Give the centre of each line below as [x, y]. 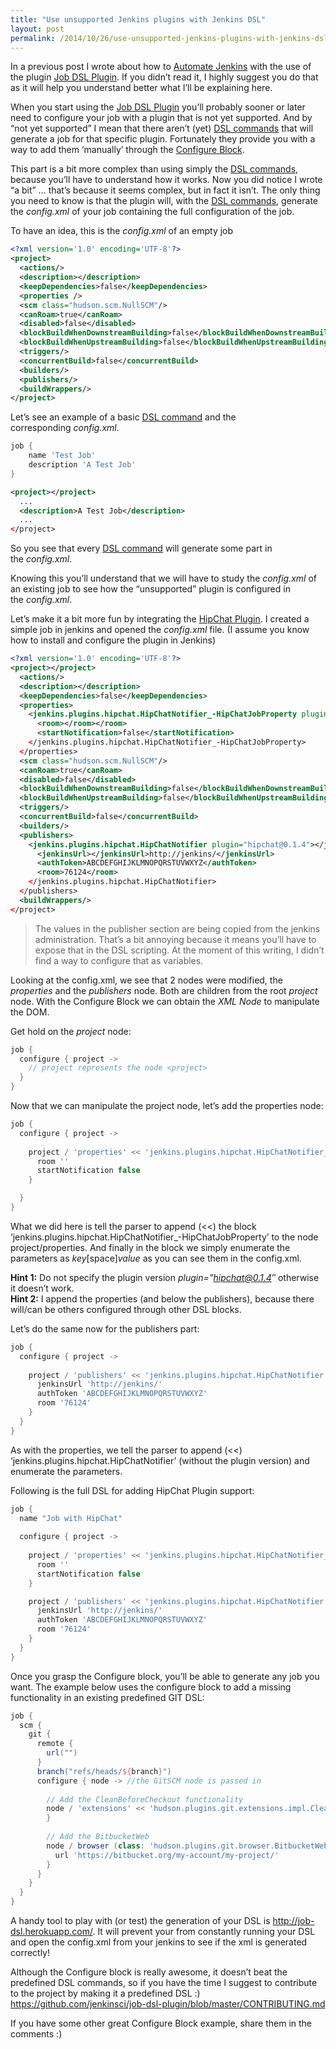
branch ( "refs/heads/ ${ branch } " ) [104, 1771]
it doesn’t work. [42, 1288]
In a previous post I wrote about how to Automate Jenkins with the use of [161, 67]
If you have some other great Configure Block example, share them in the [161, 2023]
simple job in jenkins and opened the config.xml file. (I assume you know [160, 630]
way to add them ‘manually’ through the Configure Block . [127, 150]
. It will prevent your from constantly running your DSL [204, 1931]
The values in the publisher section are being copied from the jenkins [177, 928]
